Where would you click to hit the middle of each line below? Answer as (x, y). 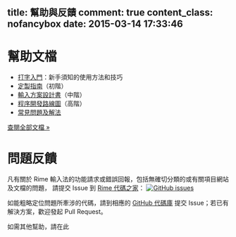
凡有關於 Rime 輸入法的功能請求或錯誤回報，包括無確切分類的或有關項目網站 (118, 179)
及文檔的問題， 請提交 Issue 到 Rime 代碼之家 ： (76, 188)
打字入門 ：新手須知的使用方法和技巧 (70, 77)
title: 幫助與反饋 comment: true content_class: (110, 13)
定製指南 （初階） (42, 86)
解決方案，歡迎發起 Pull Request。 (57, 212)
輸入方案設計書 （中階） (51, 95)
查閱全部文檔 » (29, 127)
